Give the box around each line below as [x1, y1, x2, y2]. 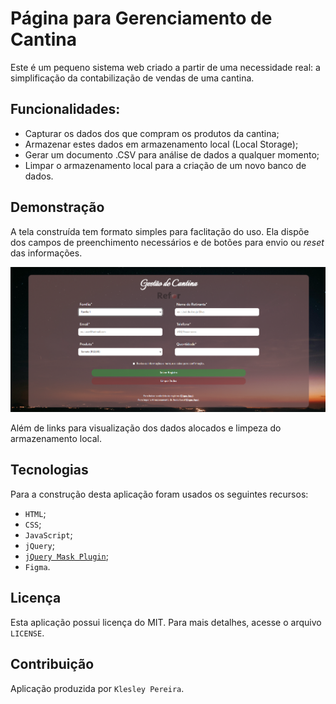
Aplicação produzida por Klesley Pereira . [10, 682, 185, 694]
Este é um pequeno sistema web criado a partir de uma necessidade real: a [10, 61, 321, 73]
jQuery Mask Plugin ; [24, 550, 109, 562]
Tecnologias [10, 462, 89, 479]
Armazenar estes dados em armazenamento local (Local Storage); [24, 138, 299, 150]
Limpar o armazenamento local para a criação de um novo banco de [24, 159, 307, 171]
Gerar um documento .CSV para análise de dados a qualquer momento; [24, 148, 320, 161]
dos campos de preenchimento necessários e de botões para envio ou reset [10, 236, 325, 248]
